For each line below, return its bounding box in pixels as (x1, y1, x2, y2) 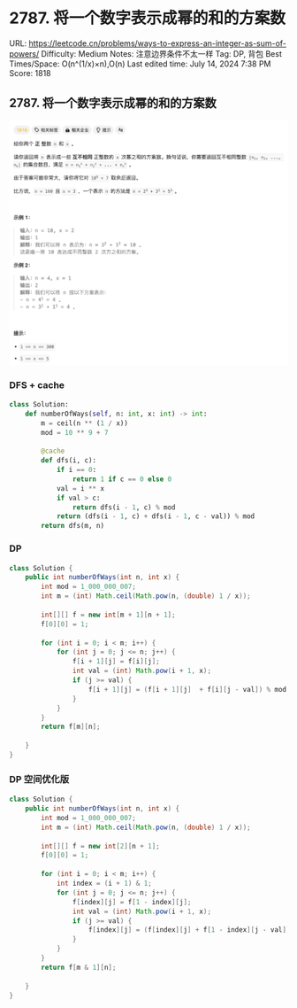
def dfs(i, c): (41, 456, 97, 465)
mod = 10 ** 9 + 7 (41, 428, 109, 437)
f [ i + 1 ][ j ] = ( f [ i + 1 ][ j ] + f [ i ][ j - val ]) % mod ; (88, 685, 291, 694)
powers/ (9, 48, 40, 58)
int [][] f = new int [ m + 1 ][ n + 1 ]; (41, 610, 176, 619)
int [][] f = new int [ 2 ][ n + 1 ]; (41, 841, 161, 850)
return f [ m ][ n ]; (41, 723, 101, 732)
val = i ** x (56, 484, 104, 492)
